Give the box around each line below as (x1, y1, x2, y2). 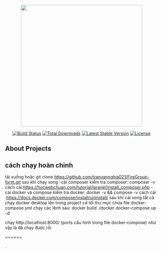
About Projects (5, 145, 51, 153)
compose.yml (5, 205, 32, 211)
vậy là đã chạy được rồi (5, 225, 52, 231)
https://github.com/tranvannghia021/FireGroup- (54, 174, 149, 180)
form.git (5, 179, 21, 185)
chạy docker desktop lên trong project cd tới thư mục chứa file (5, 200, 130, 206)
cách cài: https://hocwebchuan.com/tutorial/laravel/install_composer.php (5, 184, 150, 190)
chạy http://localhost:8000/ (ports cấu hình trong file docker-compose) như (5, 219, 156, 226)
